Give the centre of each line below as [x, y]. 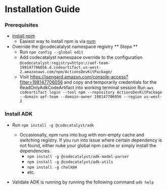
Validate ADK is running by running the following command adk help [83, 182]
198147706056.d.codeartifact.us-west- [60, 68]
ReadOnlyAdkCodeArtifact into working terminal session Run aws [87, 88]
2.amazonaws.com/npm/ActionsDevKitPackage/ [66, 72]
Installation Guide [42, 9]
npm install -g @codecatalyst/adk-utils [70, 162]
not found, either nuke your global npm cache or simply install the [88, 145]
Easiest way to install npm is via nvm [58, 41]
